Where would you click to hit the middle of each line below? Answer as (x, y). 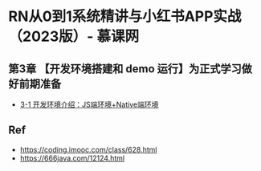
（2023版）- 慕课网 (73, 37)
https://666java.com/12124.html (72, 158)
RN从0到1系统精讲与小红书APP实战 (125, 16)
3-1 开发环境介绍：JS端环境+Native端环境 (89, 104)
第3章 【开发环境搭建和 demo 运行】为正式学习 (125, 69)
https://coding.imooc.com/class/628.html (88, 149)
